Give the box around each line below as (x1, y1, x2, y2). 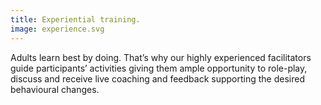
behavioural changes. (10, 83, 100, 95)
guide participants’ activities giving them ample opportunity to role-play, (10, 62, 308, 74)
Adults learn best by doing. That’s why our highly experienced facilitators (10, 51, 312, 63)
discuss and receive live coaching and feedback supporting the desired (10, 72, 305, 85)
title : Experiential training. (10, 14, 141, 25)
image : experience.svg (10, 24, 105, 34)
